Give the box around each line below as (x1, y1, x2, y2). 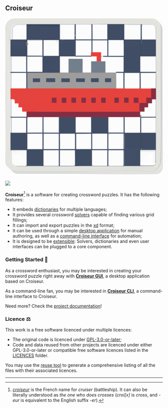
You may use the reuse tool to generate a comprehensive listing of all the (5, 362, 156, 368)
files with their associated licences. (5, 367, 77, 373)
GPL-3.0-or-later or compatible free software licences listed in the (12, 347, 148, 353)
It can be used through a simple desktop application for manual (12, 228, 143, 234)
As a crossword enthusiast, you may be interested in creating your (5, 267, 141, 273)
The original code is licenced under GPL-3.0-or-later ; (12, 336, 122, 342)
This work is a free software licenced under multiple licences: (5, 327, 132, 333)
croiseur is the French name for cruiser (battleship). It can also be (12, 386, 147, 392)
